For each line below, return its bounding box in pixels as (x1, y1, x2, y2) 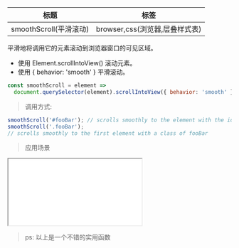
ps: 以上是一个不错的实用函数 (24, 233, 111, 242)
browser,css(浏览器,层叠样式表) (95, 24, 202, 34)
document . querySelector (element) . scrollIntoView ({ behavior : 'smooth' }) (14, 88, 237, 95)
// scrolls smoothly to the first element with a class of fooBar (7, 129, 208, 137)
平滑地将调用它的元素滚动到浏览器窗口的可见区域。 (7, 44, 157, 52)
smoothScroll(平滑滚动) (11, 24, 90, 34)
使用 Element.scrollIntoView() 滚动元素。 (17, 59, 137, 67)
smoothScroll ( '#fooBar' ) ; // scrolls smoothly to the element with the (7, 117, 224, 124)
